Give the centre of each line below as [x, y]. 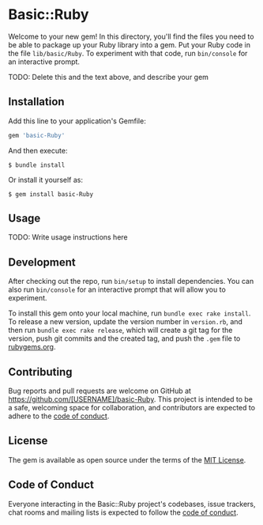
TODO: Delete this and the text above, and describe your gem [109, 77]
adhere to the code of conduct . [59, 416]
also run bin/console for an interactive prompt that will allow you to [117, 289]
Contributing [40, 372]
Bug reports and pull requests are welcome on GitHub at [100, 391]
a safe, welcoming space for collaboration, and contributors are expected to [131, 408]
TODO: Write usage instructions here [68, 237]
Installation [36, 102]
